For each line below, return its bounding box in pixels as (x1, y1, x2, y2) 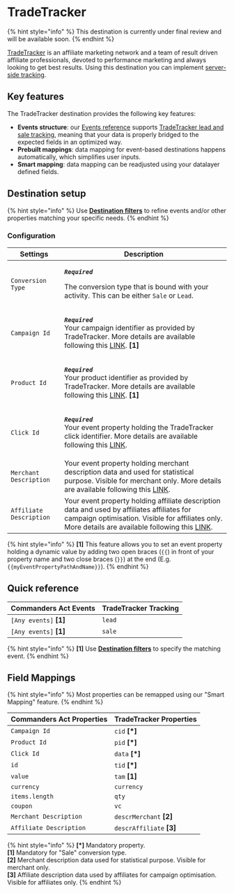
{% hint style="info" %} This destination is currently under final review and (7, 27, 221, 36)
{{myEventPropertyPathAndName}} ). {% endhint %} (7, 562, 149, 570)
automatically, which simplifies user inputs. (17, 152, 141, 161)
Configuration (7, 231, 56, 241)
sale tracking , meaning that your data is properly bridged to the (17, 130, 199, 138)
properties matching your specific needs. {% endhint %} (7, 214, 169, 222)
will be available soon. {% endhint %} (7, 34, 115, 43)
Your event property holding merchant (63, 458, 189, 468)
